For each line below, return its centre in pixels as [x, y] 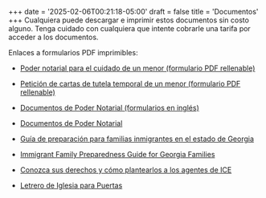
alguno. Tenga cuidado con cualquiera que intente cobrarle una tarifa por [129, 28]
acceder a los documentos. [53, 37]
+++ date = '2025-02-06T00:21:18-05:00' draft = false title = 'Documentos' [133, 12]
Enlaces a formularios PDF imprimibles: [73, 53]
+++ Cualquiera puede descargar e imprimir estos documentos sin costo [129, 20]
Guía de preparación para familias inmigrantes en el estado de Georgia [137, 139]
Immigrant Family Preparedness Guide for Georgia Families [117, 154]
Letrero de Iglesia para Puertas [71, 185]
